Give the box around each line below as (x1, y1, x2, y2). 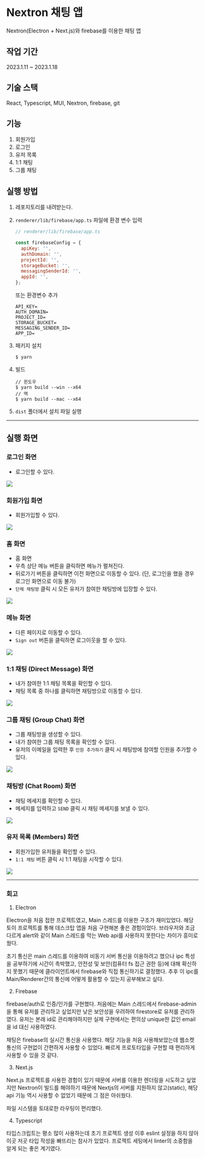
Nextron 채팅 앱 (6, 6, 84, 20)
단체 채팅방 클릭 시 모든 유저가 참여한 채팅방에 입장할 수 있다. (15, 585, 157, 592)
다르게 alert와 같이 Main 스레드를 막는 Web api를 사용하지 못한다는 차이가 (6, 932, 182, 939)
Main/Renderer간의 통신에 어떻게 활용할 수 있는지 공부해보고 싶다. (6, 976, 164, 983)
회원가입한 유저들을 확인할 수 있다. (15, 848, 97, 855)
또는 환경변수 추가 (15, 291, 58, 299)
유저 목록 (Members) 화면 (6, 833, 79, 842)
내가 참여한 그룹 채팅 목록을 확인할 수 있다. (15, 738, 117, 745)
